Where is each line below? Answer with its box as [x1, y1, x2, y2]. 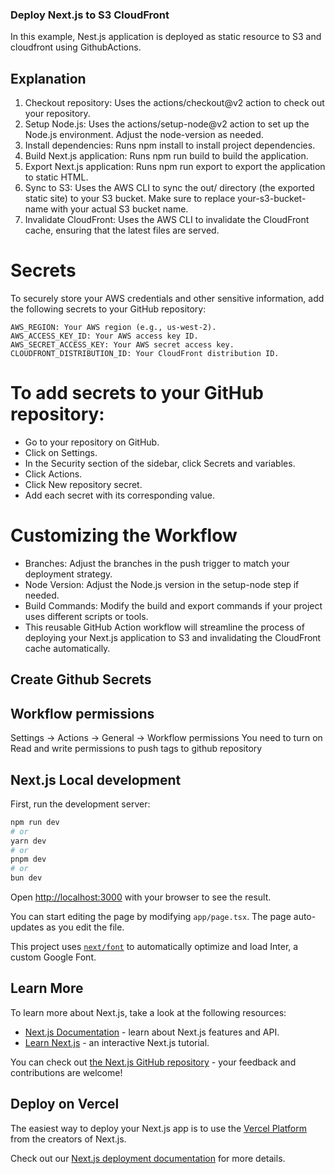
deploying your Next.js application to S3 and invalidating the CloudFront [24, 631, 322, 643]
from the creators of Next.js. [10, 1133, 127, 1145]
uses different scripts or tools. [24, 610, 149, 622]
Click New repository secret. [24, 478, 143, 490]
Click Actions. [24, 468, 83, 480]
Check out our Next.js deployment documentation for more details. [10, 1152, 286, 1164]
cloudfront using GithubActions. [10, 41, 142, 53]
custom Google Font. [10, 951, 97, 963]
